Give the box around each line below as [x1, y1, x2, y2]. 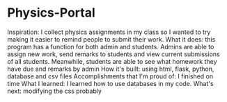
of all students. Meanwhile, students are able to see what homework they [7, 57, 217, 65]
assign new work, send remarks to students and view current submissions [7, 50, 221, 58]
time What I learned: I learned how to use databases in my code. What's [7, 79, 214, 87]
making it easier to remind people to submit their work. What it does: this [7, 35, 216, 43]
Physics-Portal [7, 5, 95, 21]
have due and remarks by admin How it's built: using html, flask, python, [7, 65, 214, 73]
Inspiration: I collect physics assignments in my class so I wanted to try [7, 28, 211, 36]
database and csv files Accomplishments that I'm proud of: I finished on [7, 71, 214, 80]
